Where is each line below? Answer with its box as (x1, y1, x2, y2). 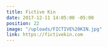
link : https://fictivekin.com (6, 32, 84, 38)
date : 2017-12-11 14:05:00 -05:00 (6, 15, 95, 21)
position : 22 (6, 20, 40, 26)
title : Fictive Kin (6, 9, 56, 15)
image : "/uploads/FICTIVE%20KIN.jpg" (6, 26, 103, 32)
